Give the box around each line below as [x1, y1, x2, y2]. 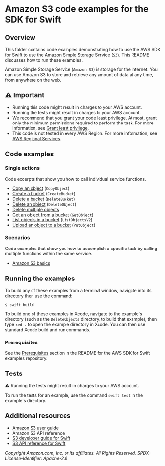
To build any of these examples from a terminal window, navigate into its [5, 287, 152, 293]
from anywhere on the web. [5, 77, 62, 83]
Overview [5, 33, 36, 42]
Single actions [5, 165, 40, 172]
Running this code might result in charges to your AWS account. [12, 104, 142, 110]
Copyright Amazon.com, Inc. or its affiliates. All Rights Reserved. [5, 450, 136, 456]
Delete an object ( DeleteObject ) [12, 201, 77, 207]
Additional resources [5, 412, 71, 420]
